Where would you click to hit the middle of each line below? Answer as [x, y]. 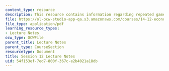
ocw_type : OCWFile [24, 38]
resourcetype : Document [30, 51]
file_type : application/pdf [35, 24]
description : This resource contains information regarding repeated [80, 14]
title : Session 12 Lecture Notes [40, 56]
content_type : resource [30, 10]
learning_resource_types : [32, 28]
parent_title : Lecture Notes [36, 42]
